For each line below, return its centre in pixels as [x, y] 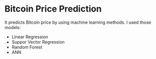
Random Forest [27, 47]
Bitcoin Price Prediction [53, 9]
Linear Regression [30, 37]
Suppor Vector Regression [38, 42]
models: [13, 27]
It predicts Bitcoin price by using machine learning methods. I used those [78, 22]
